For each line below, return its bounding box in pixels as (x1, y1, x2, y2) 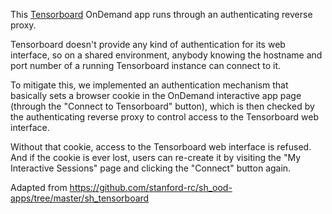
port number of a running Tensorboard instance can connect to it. (10, 60, 282, 71)
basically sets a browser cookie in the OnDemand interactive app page (10, 90, 302, 101)
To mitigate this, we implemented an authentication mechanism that (10, 79, 289, 91)
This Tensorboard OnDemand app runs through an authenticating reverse (10, 9, 313, 20)
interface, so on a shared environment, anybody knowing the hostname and (10, 49, 323, 61)
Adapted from (10, 182, 68, 193)
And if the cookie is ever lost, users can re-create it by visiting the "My (10, 152, 302, 163)
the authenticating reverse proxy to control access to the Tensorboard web (10, 111, 320, 123)
